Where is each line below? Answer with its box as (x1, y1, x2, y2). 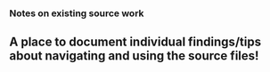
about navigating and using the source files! (9, 48, 259, 64)
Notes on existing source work (9, 7, 144, 20)
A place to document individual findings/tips (9, 35, 261, 50)
